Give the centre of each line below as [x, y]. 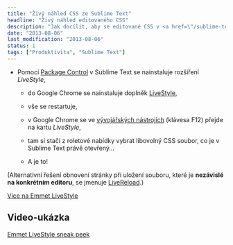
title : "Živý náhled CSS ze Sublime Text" [69, 14]
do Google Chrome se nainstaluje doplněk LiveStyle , [102, 93]
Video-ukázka [38, 218]
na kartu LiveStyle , [54, 127]
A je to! [38, 161]
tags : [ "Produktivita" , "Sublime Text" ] [67, 53]
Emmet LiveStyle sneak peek [49, 234]
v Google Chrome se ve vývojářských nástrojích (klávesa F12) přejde [126, 119]
